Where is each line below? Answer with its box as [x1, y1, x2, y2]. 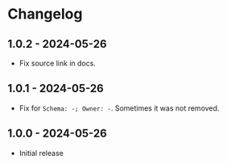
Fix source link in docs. [19, 58, 96, 68]
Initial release [19, 148, 64, 158]
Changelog [7, 5, 83, 23]
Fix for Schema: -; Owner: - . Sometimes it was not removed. [19, 103, 220, 113]
